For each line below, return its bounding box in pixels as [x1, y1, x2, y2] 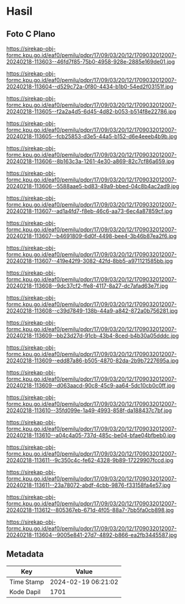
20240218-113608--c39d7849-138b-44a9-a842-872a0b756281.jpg [6, 307, 178, 314]
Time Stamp [9, 578, 45, 586]
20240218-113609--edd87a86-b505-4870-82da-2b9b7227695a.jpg [6, 357, 179, 364]
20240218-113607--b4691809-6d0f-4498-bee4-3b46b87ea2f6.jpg [6, 232, 177, 240]
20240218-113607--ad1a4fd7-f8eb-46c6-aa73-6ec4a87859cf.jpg [6, 207, 173, 215]
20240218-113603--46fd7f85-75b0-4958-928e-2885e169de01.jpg [6, 58, 175, 65]
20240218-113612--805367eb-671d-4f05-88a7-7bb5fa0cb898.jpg [6, 507, 174, 513]
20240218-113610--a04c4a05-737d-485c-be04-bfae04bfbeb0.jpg [6, 432, 176, 439]
